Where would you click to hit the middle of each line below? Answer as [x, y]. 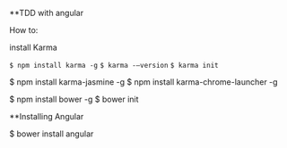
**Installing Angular [47, 116]
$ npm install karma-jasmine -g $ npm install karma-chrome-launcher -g [143, 82]
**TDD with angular [46, 13]
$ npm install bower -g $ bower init [74, 99]
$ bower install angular [52, 134]
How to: [24, 30]
